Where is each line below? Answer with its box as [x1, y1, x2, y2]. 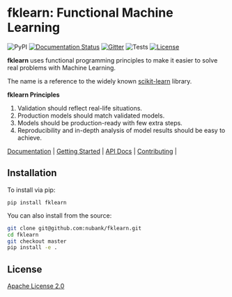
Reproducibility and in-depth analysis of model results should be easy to [17, 126, 226, 134]
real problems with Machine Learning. [7, 63, 116, 72]
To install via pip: [7, 186, 56, 194]
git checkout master [7, 238, 68, 245]
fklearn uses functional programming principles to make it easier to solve [7, 56, 218, 64]
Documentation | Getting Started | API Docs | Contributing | [7, 147, 178, 155]
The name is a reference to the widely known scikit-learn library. [7, 77, 192, 85]
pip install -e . [7, 244, 58, 251]
